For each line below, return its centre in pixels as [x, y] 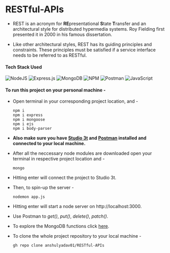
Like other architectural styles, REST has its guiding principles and [82, 44]
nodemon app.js [29, 197]
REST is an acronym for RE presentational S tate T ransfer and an [79, 24]
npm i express [28, 115]
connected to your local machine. [49, 144]
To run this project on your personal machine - [55, 90]
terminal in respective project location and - [59, 159]
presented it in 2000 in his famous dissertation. [62, 34]
